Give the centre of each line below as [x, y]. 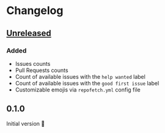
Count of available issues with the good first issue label [87, 83]
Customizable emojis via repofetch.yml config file [78, 90]
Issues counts [33, 63]
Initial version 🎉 [26, 123]
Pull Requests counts [42, 70]
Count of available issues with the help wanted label [80, 76]
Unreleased [29, 33]
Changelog [35, 11]
